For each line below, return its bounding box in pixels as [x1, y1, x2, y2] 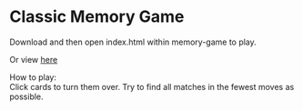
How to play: [9, 71, 57, 83]
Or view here [9, 54, 58, 65]
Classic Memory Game [9, 6, 185, 27]
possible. [9, 91, 44, 102]
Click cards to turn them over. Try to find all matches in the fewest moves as [9, 81, 295, 92]
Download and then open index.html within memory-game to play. [9, 36, 257, 47]
